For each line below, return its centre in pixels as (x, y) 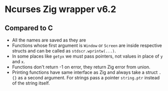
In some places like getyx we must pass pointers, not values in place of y (87, 56)
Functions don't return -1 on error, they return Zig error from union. (81, 67)
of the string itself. (31, 83)
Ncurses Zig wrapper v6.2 (61, 9)
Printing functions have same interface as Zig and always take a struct (85, 72)
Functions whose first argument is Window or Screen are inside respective (87, 45)
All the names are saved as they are (49, 40)
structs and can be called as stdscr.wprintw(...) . (64, 51)
